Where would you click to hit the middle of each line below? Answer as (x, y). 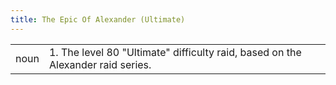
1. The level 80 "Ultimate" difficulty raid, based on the (175, 52)
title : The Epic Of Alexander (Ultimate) (98, 19)
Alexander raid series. (100, 64)
